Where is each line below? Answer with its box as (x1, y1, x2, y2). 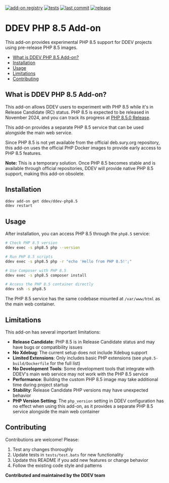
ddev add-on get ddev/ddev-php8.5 (5, 198, 78, 204)
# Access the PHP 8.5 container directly (5, 282, 94, 287)
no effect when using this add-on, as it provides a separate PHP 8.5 (12, 403, 153, 409)
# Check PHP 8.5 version (5, 240, 58, 246)
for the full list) (50, 360, 81, 366)
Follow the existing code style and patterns (12, 462, 102, 468)
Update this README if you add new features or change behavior (12, 457, 149, 463)
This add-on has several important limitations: (5, 329, 101, 335)
